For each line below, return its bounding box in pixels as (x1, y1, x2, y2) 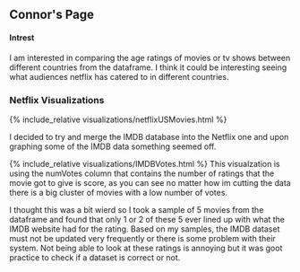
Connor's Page (9, 7, 94, 22)
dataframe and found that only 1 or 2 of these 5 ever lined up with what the (9, 214, 285, 224)
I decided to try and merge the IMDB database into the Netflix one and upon (9, 131, 289, 142)
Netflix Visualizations (9, 93, 105, 106)
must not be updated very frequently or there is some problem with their (9, 233, 276, 243)
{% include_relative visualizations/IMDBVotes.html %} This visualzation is (9, 158, 280, 169)
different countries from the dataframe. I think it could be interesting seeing (9, 62, 287, 73)
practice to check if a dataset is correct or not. (9, 251, 181, 263)
